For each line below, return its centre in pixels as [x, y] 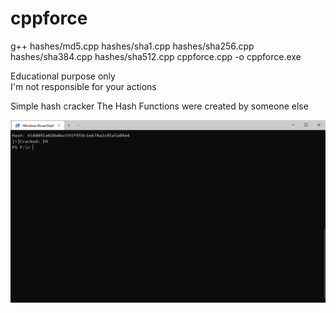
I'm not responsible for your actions [83, 86]
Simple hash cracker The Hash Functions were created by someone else [159, 106]
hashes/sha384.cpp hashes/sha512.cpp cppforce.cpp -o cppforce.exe [156, 56]
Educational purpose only [63, 76]
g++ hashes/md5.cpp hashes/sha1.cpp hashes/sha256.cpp [132, 46]
